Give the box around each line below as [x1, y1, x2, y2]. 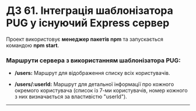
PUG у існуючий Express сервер [6, 16, 170, 30]
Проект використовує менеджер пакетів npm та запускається [6, 35, 163, 42]
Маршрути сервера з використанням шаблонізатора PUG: [6, 56, 181, 65]
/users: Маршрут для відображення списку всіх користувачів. [14, 70, 170, 77]
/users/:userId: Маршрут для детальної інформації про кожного [14, 81, 174, 88]
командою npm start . [6, 42, 60, 49]
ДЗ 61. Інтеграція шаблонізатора [6, 4, 173, 17]
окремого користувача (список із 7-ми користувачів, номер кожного [14, 87, 188, 94]
